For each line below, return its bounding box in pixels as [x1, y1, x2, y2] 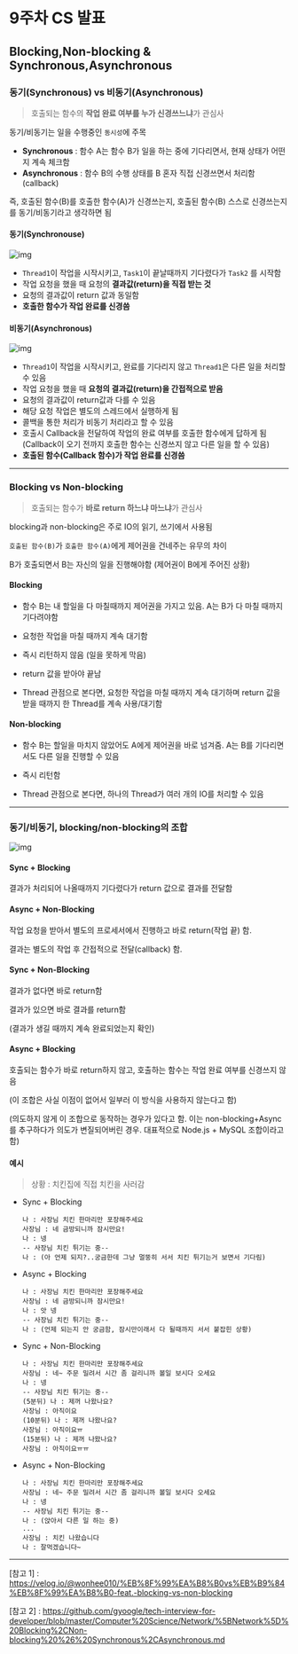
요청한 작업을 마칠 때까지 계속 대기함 [21, 631, 148, 641]
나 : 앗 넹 [21, 1306, 58, 1315]
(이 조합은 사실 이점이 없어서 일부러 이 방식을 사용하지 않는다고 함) [9, 1094, 238, 1105]
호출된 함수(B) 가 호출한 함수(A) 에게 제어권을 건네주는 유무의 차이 [9, 540, 228, 551]
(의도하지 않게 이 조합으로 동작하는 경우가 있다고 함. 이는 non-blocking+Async [9, 1114, 282, 1125]
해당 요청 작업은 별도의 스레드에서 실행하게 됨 [21, 405, 179, 417]
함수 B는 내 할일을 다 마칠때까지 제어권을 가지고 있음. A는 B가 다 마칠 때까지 [21, 600, 284, 611]
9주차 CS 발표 [9, 8, 106, 28]
